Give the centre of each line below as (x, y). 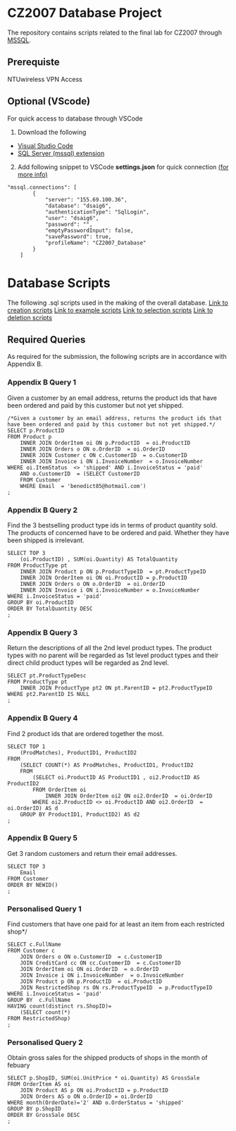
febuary (19, 1065)
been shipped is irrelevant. (46, 540)
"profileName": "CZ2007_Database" (95, 243)
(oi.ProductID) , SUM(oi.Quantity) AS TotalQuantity (99, 559)
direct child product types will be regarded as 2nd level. (88, 663)
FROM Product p (30, 436)
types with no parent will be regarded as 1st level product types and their (113, 655)
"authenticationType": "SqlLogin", (97, 212)
